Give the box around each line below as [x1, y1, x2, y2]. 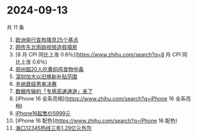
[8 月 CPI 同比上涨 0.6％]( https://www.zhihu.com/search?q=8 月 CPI [15, 51, 181, 58]
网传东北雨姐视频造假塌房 [15, 44, 78, 51]
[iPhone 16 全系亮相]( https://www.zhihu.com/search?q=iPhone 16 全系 [15, 95, 186, 102]
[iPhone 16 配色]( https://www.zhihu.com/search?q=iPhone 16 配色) [15, 117, 178, 124]
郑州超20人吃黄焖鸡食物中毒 [15, 65, 84, 72]
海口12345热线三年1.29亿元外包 [15, 124, 92, 131]
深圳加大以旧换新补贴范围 [15, 73, 78, 80]
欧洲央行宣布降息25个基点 [15, 36, 79, 43]
